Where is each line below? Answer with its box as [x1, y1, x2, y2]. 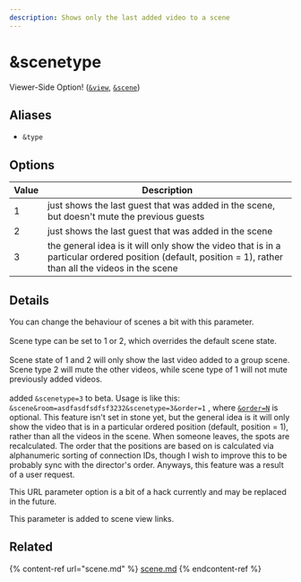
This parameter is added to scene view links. [9, 514, 175, 524]
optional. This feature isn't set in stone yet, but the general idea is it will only [9, 412, 290, 422]
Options [9, 157, 56, 172]
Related [9, 540, 54, 555]
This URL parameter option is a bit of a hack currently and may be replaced [9, 487, 287, 497]
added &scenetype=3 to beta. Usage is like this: [9, 392, 181, 403]
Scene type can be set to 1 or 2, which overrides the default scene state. [9, 336, 278, 346]
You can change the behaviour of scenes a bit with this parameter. [9, 316, 254, 327]
